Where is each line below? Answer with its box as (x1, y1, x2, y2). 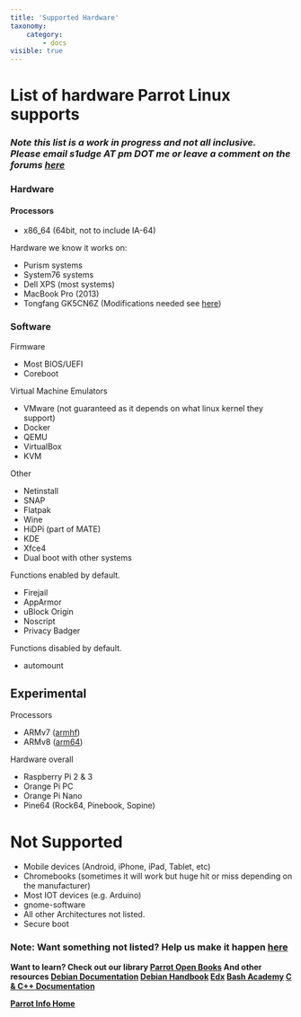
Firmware (10, 340, 46, 351)
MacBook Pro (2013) (22, 288, 100, 299)
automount (22, 659, 64, 670)
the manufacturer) (22, 880, 91, 891)
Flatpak (22, 504, 52, 515)
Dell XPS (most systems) (22, 279, 115, 290)
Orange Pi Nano (22, 791, 83, 801)
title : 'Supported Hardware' (10, 13, 120, 22)
